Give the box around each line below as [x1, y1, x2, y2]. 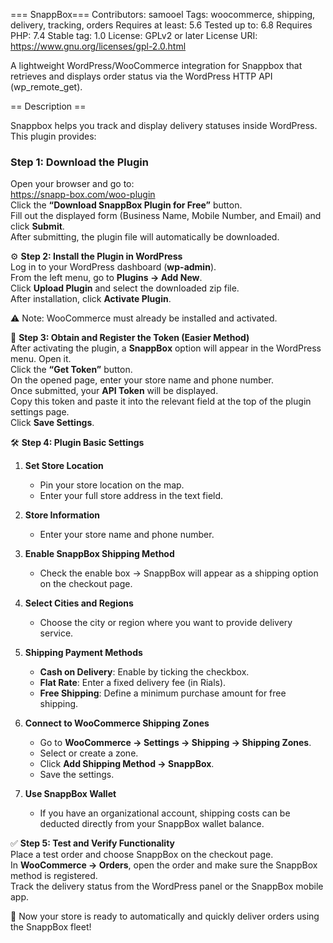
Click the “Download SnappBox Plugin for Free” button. [10, 199, 243, 211]
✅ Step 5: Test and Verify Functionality [10, 837, 176, 849]
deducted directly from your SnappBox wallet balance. [39, 818, 265, 830]
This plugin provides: [10, 130, 97, 142]
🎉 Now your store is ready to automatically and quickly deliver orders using [10, 910, 320, 923]
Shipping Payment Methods [24, 647, 143, 659]
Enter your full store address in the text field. [39, 490, 224, 502]
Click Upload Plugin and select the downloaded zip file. [10, 282, 240, 294]
